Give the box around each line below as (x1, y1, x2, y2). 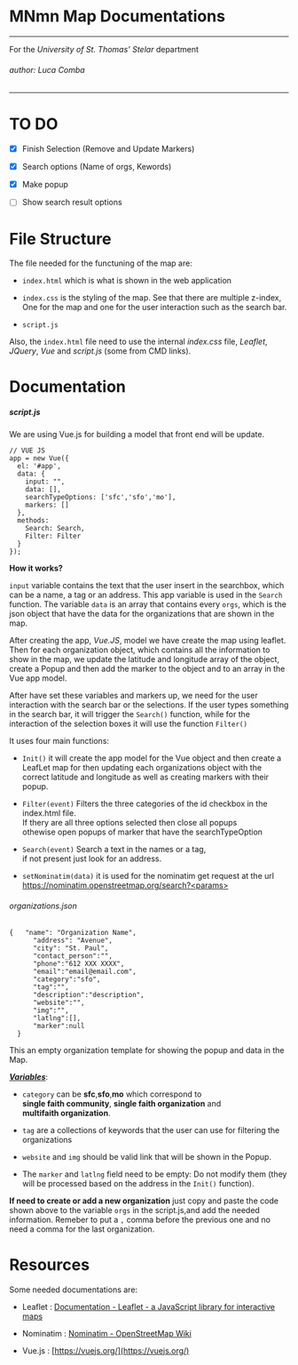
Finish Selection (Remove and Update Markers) (21, 144, 195, 155)
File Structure (9, 228, 112, 249)
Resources (9, 1255, 90, 1274)
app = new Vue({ (9, 454, 69, 463)
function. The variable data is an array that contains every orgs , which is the (9, 599, 286, 610)
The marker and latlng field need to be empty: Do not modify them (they (21, 1169, 287, 1179)
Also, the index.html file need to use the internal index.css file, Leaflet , (9, 336, 268, 347)
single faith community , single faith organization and (21, 1098, 222, 1108)
